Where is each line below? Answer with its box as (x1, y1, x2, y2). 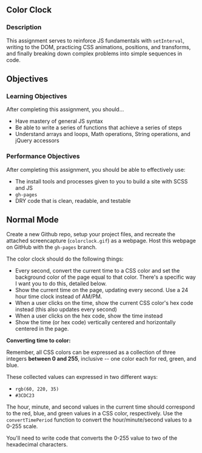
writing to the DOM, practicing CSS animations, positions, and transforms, (6, 43, 191, 50)
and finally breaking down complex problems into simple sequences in (6, 50, 183, 57)
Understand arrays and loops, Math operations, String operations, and (15, 131, 191, 138)
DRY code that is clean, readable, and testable (15, 197, 131, 204)
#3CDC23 (15, 393, 35, 399)
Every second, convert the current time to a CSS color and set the (15, 267, 180, 274)
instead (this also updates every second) (15, 306, 117, 313)
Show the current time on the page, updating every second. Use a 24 (15, 287, 189, 294)
